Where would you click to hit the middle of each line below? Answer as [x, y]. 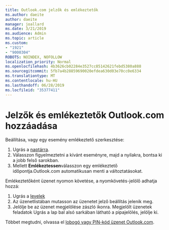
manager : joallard [25, 24]
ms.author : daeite [25, 15]
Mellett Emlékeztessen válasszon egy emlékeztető [65, 166]
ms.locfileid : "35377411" [32, 90]
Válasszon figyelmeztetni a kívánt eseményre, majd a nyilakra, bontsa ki [87, 155]
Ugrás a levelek [29, 196]
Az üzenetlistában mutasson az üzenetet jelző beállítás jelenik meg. [83, 202]
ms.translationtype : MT [30, 76]
